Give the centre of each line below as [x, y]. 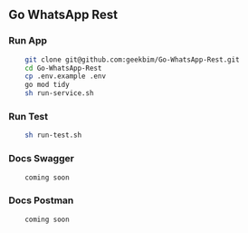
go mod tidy [47, 85]
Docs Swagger [41, 159]
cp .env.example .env [65, 76]
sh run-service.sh [59, 93]
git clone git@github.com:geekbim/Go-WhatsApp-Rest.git [133, 59]
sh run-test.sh [53, 135]
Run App [28, 41]
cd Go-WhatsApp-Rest [63, 68]
